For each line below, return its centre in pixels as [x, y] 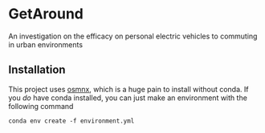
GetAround [46, 14]
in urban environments [45, 44]
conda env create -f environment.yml [71, 121]
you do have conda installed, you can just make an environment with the [128, 98]
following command [41, 106]
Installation [37, 70]
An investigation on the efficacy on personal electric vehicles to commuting [133, 36]
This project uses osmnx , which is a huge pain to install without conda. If [128, 89]
